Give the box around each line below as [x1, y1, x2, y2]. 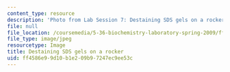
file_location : [7, 29, 51, 36]
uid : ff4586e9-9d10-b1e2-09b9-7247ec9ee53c [7, 55, 133, 62]
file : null [7, 23, 38, 29]
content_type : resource [7, 10, 75, 17]
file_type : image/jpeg [7, 36, 72, 43]
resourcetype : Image [7, 42, 66, 49]
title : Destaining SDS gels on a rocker [7, 49, 125, 56]
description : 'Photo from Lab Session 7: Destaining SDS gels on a [7, 16, 204, 23]
